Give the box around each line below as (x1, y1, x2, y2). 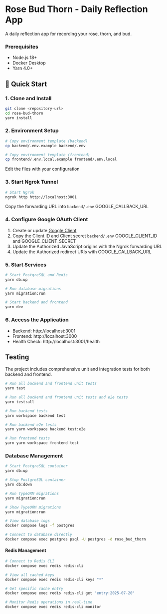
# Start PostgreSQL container (5, 464, 68, 469)
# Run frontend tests (5, 436, 50, 441)
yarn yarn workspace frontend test (5, 440, 79, 446)
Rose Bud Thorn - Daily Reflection (5, 4, 148, 15)
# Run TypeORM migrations (5, 491, 59, 496)
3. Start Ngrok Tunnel (5, 179, 58, 186)
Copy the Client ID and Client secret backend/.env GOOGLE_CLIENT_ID (12, 233, 158, 239)
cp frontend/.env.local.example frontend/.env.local (5, 157, 117, 162)
